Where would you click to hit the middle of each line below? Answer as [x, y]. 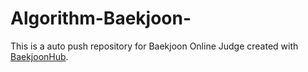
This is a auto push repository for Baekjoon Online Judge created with [154, 46]
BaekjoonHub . [39, 56]
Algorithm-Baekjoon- [101, 18]
